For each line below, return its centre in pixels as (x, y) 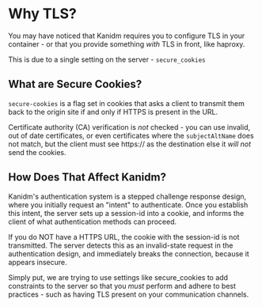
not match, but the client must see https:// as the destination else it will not (130, 144)
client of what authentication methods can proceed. (93, 222)
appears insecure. (38, 262)
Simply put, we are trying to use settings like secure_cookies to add (118, 277)
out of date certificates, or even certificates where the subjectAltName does (131, 135)
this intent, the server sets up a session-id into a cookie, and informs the (126, 213)
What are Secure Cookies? (75, 84)
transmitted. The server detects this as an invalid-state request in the (121, 245)
